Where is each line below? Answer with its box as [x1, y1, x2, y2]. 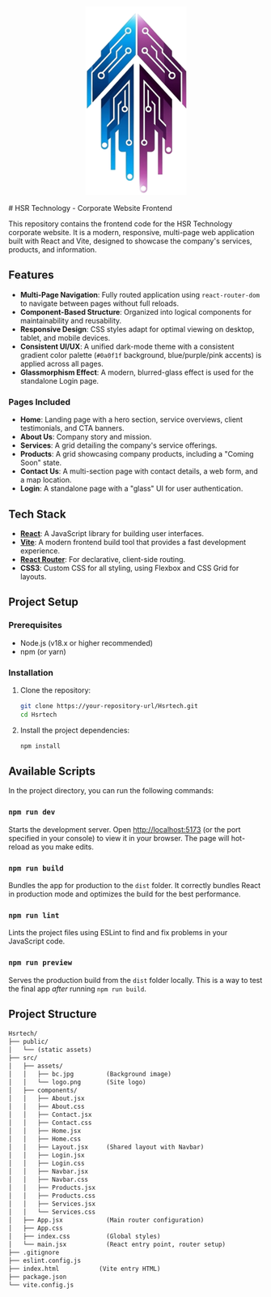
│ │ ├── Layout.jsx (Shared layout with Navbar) [8, 1143, 205, 1152]
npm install [19, 741, 61, 750]
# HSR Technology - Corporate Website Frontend [8, 204, 172, 213]
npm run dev [8, 808, 56, 817]
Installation [8, 667, 54, 678]
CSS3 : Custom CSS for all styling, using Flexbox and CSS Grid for [19, 563, 239, 573]
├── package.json [8, 1273, 67, 1282]
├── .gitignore [8, 1248, 60, 1257]
